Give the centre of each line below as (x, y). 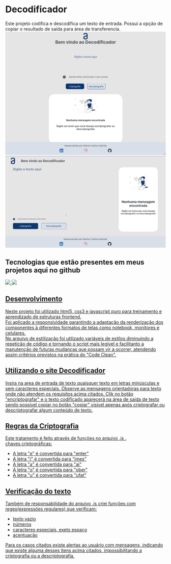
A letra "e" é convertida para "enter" (51, 454)
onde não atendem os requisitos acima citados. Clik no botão (69, 394)
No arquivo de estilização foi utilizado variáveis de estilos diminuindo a (79, 338)
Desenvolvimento (34, 299)
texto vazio (24, 519)
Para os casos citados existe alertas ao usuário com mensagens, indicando (84, 545)
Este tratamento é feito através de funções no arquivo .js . (66, 438)
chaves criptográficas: (29, 444)
